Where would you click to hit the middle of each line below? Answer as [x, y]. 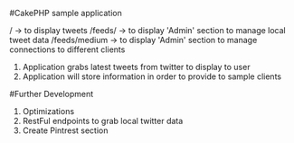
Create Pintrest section [65, 130]
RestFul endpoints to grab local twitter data [103, 121]
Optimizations [48, 111]
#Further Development [52, 94]
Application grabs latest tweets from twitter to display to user [136, 67]
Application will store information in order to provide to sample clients [152, 76]
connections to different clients [67, 49]
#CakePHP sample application [66, 13]
